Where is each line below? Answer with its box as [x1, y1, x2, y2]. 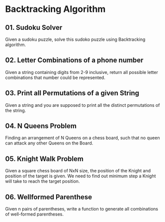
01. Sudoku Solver [5, 23, 63, 32]
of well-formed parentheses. [5, 211, 64, 217]
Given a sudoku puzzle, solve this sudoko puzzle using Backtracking [5, 36, 146, 42]
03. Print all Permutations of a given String [5, 89, 140, 97]
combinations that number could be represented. [5, 74, 105, 80]
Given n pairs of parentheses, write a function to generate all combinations [5, 206, 158, 212]
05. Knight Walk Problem [5, 154, 83, 163]
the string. [5, 107, 26, 113]
